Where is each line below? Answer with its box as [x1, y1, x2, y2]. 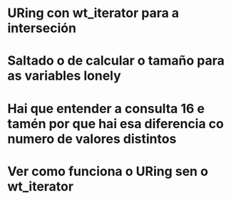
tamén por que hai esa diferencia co [7, 115, 225, 132]
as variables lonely [7, 68, 121, 84]
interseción [7, 20, 77, 36]
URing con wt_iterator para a [7, 5, 180, 21]
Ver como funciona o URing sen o [7, 163, 209, 179]
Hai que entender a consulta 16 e [7, 100, 205, 117]
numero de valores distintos [7, 130, 177, 147]
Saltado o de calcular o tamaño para [7, 53, 225, 69]
